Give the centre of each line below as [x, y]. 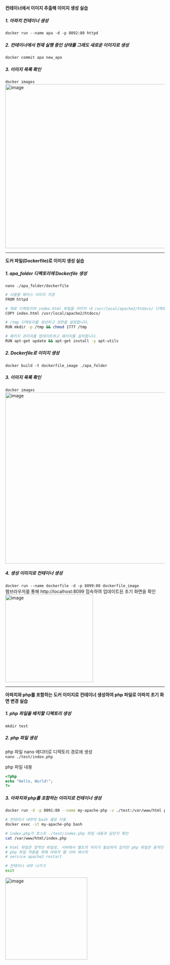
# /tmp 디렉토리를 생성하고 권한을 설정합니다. [47, 322]
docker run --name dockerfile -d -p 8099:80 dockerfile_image [72, 586]
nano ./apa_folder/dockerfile [37, 286]
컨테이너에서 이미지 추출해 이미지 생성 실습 [47, 8]
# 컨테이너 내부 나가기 [26, 866]
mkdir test [17, 726]
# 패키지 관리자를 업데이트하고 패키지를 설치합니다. [51, 337]
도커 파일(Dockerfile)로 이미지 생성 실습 [45, 261]
